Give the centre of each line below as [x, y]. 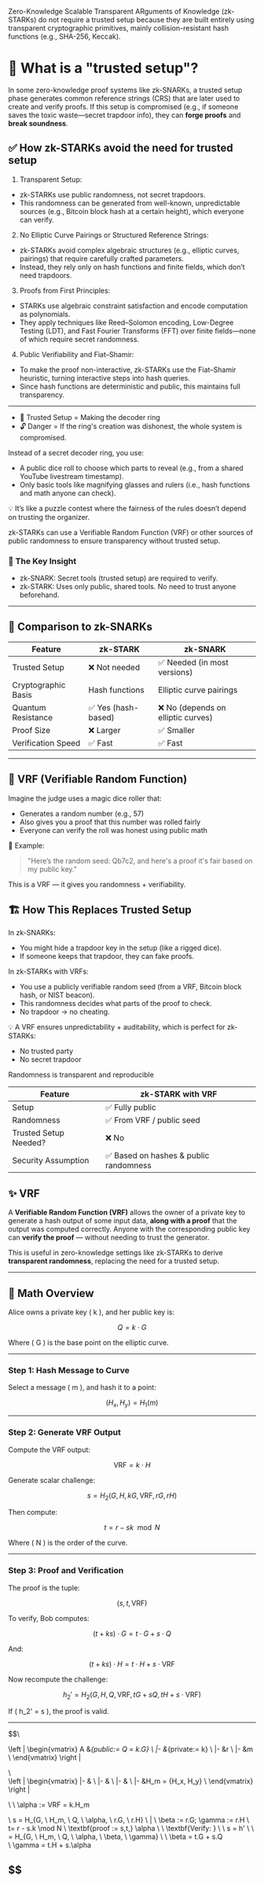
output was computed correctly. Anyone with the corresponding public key [129, 1229]
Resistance [33, 717]
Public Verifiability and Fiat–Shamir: [77, 354]
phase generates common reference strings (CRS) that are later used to [124, 98]
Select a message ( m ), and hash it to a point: [82, 1387]
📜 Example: [26, 846]
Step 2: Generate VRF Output [65, 1432]
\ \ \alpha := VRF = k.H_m [49, 1805]
